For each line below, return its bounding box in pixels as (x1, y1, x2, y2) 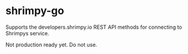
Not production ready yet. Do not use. (5, 41, 98, 48)
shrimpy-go (5, 4, 64, 18)
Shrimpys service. (5, 29, 50, 36)
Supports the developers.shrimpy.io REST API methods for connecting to (5, 23, 182, 31)
